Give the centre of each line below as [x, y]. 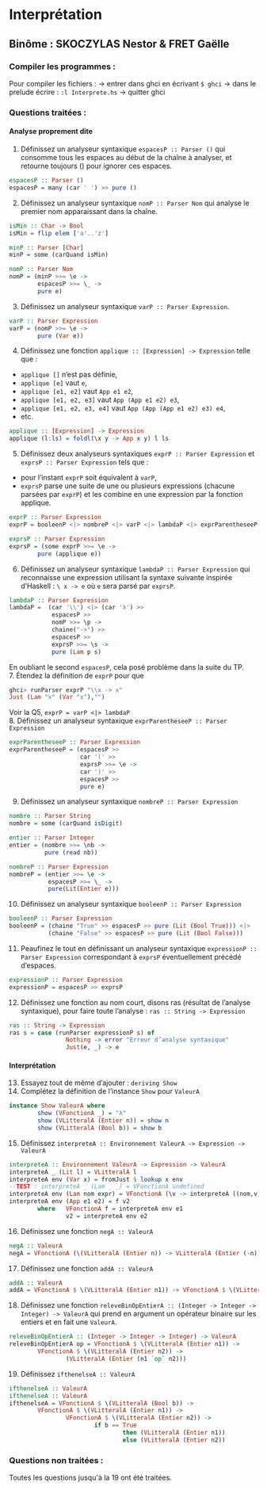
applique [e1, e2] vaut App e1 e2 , [77, 392]
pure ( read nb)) [71, 852]
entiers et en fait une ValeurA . [69, 1322]
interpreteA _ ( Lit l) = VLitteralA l [73, 1172]
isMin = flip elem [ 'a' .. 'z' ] [59, 233]
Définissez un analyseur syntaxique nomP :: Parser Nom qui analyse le [135, 203]
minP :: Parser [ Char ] [46, 247]
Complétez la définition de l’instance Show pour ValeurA [110, 1091]
